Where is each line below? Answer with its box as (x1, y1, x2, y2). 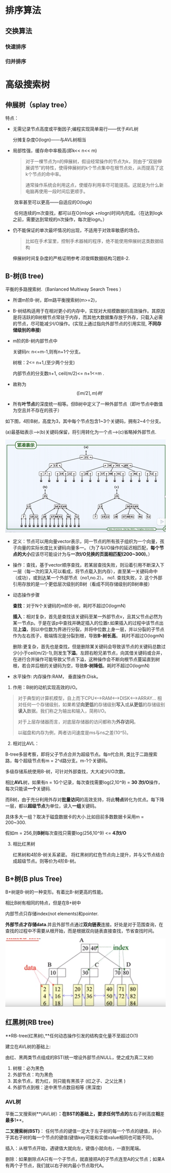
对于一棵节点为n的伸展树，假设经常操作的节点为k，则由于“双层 (25, 159, 158, 165)
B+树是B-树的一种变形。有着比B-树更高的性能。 (5, 888, 106, 895)
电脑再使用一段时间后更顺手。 (25, 188, 88, 194)
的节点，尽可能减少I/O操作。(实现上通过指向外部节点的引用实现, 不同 (12, 321, 157, 327)
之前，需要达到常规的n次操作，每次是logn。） (12, 216, 107, 222)
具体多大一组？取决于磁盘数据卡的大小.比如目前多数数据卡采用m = (5, 814, 144, 820)
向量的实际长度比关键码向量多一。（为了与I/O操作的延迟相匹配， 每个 (17, 545, 160, 551)
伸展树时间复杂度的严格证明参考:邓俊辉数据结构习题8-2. (12, 256, 130, 262)
